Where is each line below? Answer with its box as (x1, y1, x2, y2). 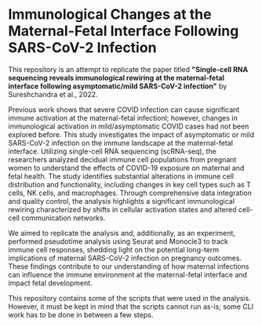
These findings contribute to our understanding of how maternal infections (8, 261, 249, 271)
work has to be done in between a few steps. (8, 310, 154, 319)
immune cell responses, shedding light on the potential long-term (8, 244, 220, 254)
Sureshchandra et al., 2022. (8, 89, 98, 99)
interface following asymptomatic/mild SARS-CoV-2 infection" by (8, 81, 227, 91)
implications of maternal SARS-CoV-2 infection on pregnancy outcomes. (8, 253, 242, 263)
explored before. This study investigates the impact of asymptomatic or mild (8, 129, 255, 139)
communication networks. (20, 213, 106, 223)
